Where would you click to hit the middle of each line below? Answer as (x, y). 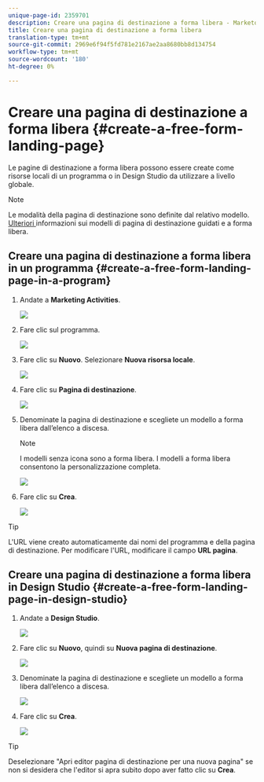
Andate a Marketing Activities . (70, 299)
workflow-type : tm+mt (44, 52)
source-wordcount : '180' (49, 60)
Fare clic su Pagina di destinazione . (78, 389)
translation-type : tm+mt (49, 37)
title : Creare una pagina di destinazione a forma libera (105, 30)
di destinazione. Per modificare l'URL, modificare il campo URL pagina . (123, 550)
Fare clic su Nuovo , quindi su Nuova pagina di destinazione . (118, 648)
